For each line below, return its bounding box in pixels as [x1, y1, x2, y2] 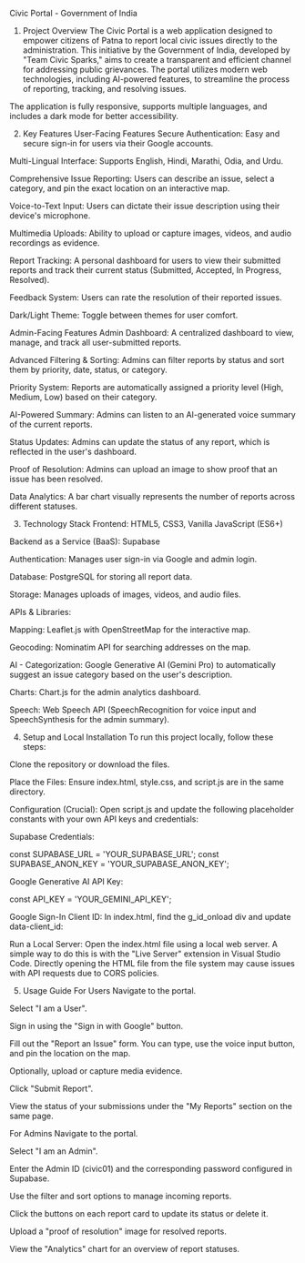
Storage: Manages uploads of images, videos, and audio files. [9, 589, 241, 600]
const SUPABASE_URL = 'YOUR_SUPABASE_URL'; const [9, 849, 219, 859]
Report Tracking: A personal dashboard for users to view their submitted [9, 255, 281, 266]
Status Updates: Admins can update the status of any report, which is [9, 437, 270, 447]
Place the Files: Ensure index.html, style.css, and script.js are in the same [9, 777, 285, 787]
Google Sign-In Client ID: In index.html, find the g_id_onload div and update [9, 912, 291, 922]
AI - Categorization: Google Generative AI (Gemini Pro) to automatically [9, 660, 276, 670]
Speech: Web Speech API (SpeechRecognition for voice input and [9, 704, 257, 715]
